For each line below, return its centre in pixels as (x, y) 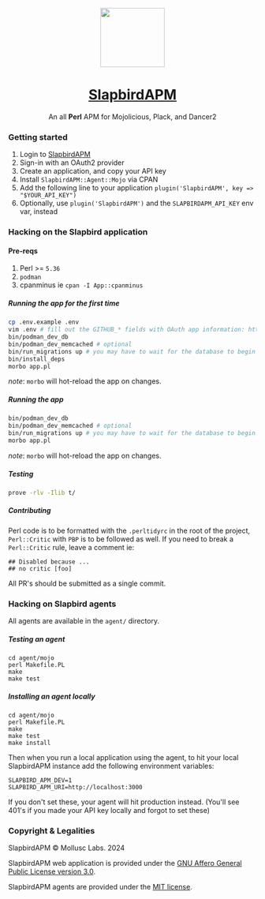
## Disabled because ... (49, 562)
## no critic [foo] (40, 568)
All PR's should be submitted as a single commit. (87, 583)
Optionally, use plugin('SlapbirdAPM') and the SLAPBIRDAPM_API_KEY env (136, 203)
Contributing (30, 511)
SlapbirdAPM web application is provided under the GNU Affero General (125, 863)
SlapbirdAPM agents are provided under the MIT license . (101, 887)
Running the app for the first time (64, 303)
